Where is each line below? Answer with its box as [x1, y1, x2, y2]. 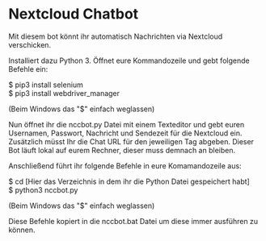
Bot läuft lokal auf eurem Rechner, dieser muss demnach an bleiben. [8, 145, 236, 155]
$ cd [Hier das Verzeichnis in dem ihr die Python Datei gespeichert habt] [8, 177, 251, 186]
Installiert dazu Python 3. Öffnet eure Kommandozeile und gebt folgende [8, 56, 250, 65]
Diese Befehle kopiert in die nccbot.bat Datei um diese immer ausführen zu [8, 216, 259, 226]
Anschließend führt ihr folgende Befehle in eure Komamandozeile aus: [8, 160, 242, 170]
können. [8, 225, 36, 235]
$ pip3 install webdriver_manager [8, 88, 120, 98]
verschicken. [8, 39, 51, 49]
